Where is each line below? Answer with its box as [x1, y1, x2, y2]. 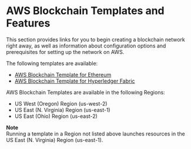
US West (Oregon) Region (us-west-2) [14, 100, 108, 107]
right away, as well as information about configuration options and [6, 42, 166, 49]
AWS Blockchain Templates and [6, 4, 165, 18]
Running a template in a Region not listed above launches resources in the [6, 130, 185, 137]
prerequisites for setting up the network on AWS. [6, 48, 125, 55]
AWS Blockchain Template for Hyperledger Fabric [14, 77, 135, 84]
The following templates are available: [6, 60, 98, 67]
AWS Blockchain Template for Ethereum [14, 71, 112, 78]
